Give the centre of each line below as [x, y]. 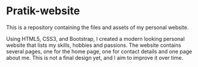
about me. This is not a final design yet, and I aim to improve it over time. [95, 58]
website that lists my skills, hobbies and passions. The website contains [94, 45]
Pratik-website [43, 11]
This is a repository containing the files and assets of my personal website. [98, 27]
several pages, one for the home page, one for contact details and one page [99, 51]
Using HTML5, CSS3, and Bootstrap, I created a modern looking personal [95, 39]
